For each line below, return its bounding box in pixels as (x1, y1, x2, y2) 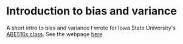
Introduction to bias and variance (6, 4, 178, 18)
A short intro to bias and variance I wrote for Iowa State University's (6, 24, 176, 31)
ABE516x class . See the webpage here (6, 30, 103, 37)
